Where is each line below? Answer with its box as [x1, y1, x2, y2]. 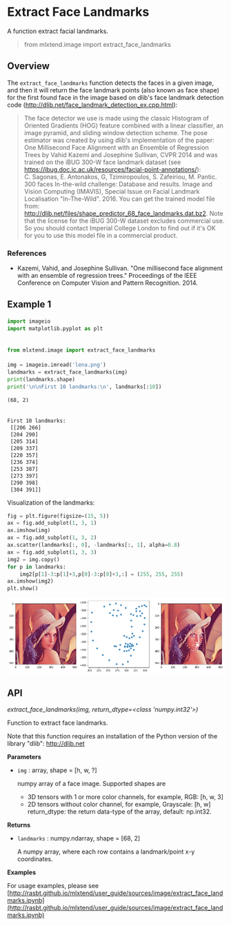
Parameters [7, 753, 41, 761]
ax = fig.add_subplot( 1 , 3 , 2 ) [7, 534, 97, 541]
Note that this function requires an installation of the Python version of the [7, 732, 218, 741]
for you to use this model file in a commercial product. [23, 231, 178, 239]
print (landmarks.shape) [7, 376, 76, 383]
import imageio [7, 318, 51, 325]
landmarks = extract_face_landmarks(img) [7, 368, 128, 376]
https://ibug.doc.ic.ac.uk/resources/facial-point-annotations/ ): [23, 165, 201, 173]
